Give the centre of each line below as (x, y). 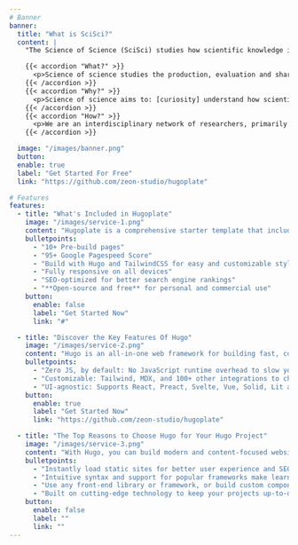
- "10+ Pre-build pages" (78, 247)
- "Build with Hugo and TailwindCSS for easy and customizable (152, 264)
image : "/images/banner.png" (71, 149)
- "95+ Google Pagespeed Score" (92, 255)
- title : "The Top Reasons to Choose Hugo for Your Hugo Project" (142, 436)
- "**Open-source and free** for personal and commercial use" (152, 288)
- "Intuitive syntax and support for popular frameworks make (150, 477)
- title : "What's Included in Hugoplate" (95, 214)
